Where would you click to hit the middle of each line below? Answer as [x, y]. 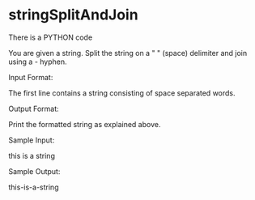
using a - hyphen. [38, 62]
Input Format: [31, 77]
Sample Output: [34, 171]
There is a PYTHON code [51, 37]
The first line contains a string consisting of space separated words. [122, 93]
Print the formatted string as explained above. [85, 124]
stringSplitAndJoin [74, 15]
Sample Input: [32, 140]
